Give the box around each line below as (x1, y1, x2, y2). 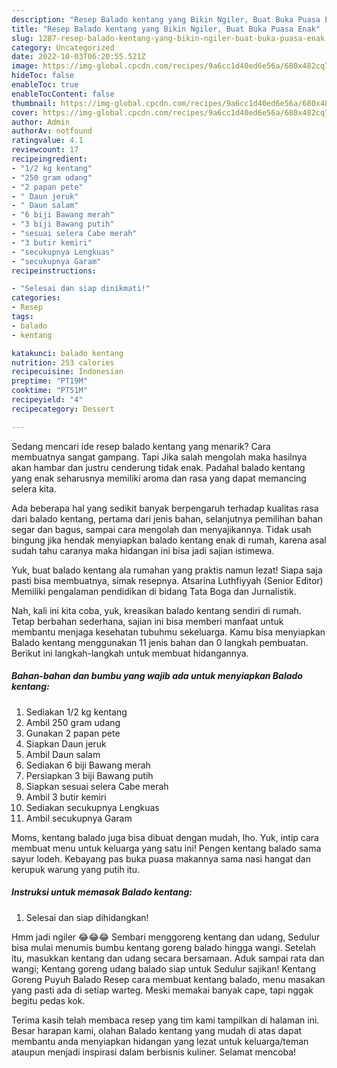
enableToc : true (11, 80, 79, 90)
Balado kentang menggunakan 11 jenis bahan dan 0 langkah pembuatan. (11, 636, 309, 648)
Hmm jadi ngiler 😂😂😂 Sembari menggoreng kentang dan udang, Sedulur (11, 931, 321, 943)
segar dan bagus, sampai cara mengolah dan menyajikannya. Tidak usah (11, 523, 312, 535)
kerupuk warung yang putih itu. (11, 863, 140, 875)
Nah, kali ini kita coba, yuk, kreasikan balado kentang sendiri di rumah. (11, 604, 302, 616)
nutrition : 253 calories (11, 357, 115, 368)
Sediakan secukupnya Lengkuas (25, 801, 160, 813)
